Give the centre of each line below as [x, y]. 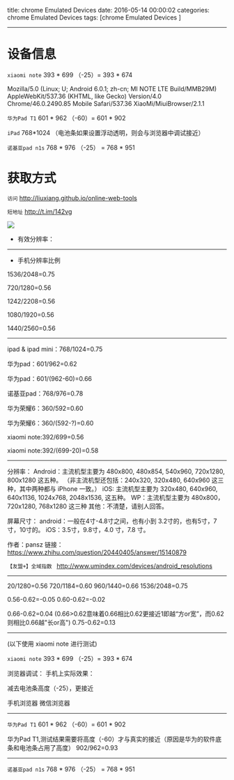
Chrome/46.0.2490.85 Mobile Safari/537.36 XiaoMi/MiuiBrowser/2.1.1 [106, 103]
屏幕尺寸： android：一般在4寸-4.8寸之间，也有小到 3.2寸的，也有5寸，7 [112, 521]
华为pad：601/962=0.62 [42, 364]
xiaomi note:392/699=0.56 [46, 437]
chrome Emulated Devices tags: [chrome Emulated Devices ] [94, 17]
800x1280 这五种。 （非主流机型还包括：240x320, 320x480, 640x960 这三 [116, 480]
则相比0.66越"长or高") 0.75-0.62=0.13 [62, 622]
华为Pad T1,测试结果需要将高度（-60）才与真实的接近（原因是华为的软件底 [115, 739]
